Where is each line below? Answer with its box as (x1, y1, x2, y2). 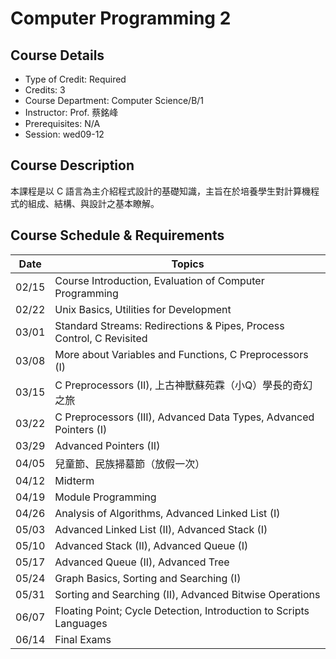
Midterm (54, 473, 95, 487)
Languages (54, 616, 108, 630)
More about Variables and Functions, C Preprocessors (54, 347, 309, 361)
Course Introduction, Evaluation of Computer (54, 273, 265, 287)
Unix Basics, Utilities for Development (54, 302, 232, 316)
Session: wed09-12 (24, 128, 105, 140)
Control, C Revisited (54, 331, 148, 345)
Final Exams (54, 632, 112, 646)
